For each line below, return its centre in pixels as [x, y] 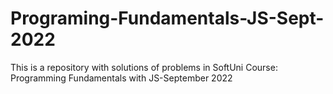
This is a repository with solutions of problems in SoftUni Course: [144, 67]
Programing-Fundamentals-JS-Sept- [167, 18]
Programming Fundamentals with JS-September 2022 [121, 78]
